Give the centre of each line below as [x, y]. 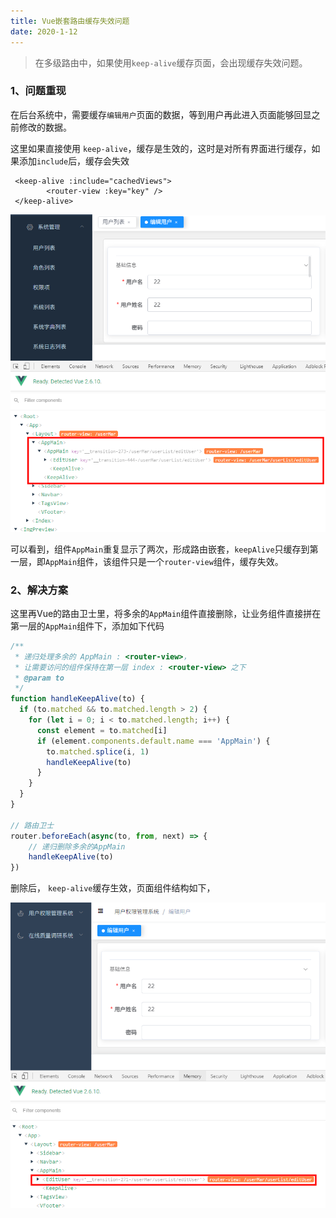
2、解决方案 [39, 590]
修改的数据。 [45, 127]
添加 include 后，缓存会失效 [74, 161]
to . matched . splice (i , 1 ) [98, 751]
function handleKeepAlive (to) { [77, 699]
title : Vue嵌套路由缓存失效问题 [70, 21]
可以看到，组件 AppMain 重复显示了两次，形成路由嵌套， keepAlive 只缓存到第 [164, 549]
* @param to [39, 678]
